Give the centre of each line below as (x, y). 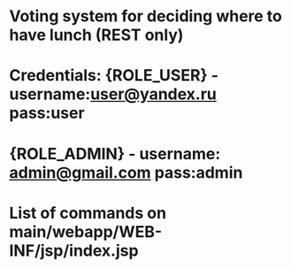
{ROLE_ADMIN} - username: (115, 154)
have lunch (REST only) (96, 35)
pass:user (47, 113)
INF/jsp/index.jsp (74, 250)
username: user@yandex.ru (113, 94)
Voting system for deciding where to (146, 16)
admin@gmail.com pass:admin (126, 172)
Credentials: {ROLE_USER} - (114, 76)
